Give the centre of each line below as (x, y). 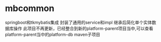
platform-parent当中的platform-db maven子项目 (53, 34)
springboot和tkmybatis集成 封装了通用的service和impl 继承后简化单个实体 (79, 22)
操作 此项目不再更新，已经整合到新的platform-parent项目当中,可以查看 (83, 28)
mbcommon (30, 8)
